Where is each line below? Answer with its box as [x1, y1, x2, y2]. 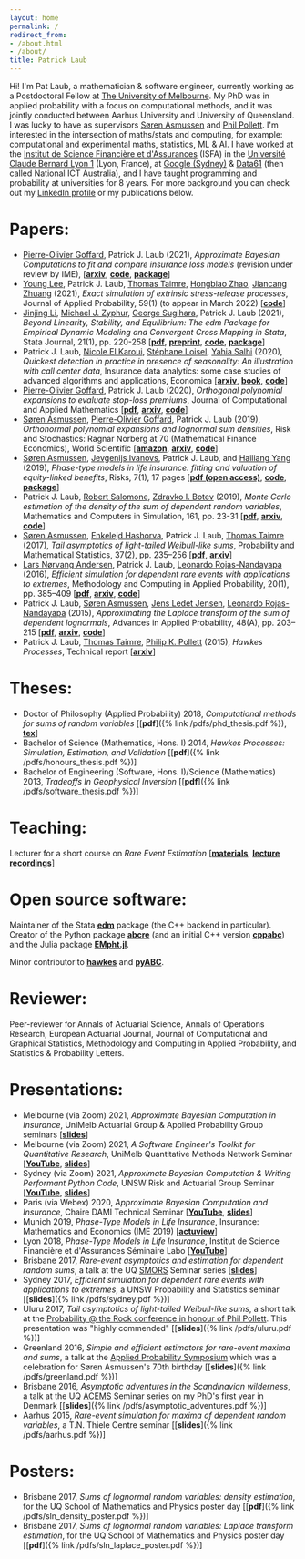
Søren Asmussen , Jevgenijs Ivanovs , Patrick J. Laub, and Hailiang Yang [22, 452, 291, 463]
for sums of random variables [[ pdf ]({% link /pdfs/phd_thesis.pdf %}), [22, 717, 287, 729]
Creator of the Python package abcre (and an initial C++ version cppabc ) [9, 928, 285, 939]
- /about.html [9, 38, 64, 48]
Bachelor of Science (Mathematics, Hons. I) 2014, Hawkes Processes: [22, 737, 285, 748]
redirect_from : [9, 30, 67, 39]
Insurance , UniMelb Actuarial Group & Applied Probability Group [22, 1119, 264, 1130]
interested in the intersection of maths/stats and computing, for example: [9, 129, 283, 139]
